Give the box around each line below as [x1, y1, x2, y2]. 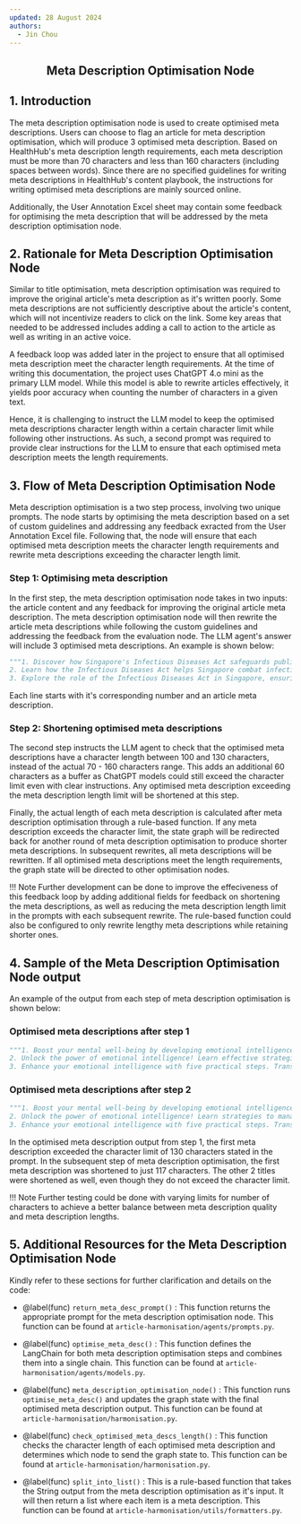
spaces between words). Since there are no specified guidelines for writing [9, 165, 287, 176]
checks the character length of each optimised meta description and [21, 1440, 276, 1450]
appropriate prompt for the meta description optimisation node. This [21, 1311, 274, 1322]
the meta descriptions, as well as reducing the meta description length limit [9, 901, 287, 912]
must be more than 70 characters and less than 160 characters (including [9, 155, 279, 166]
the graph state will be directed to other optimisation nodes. [9, 864, 230, 875]
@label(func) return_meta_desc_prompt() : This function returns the [21, 1302, 271, 1312]
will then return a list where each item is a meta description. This [21, 1494, 262, 1506]
